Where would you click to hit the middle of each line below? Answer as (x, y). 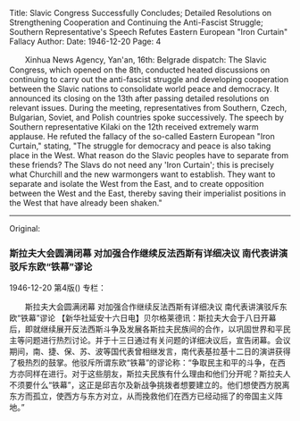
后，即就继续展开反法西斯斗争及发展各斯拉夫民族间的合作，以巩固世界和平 (146, 329)
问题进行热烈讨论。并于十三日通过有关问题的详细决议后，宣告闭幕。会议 (158, 341)
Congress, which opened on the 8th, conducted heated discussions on (140, 70)
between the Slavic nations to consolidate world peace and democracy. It (144, 89)
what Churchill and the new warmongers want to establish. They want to (142, 174)
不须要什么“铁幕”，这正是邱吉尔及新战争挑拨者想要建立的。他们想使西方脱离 (150, 385)
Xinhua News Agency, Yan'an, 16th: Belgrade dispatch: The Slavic (146, 60)
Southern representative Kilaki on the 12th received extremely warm (134, 127)
